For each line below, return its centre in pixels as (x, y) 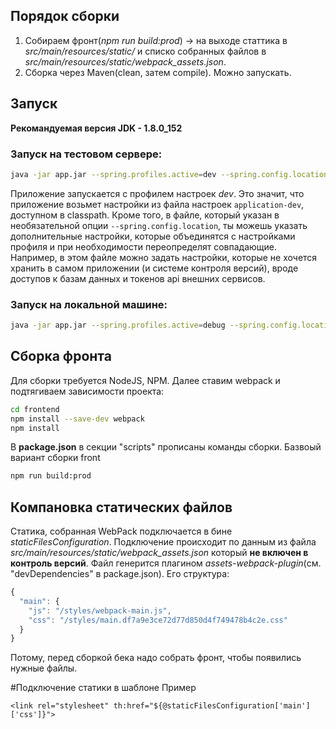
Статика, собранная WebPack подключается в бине (121, 531)
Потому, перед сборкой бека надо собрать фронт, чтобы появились (156, 658)
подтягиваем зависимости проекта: (87, 391)
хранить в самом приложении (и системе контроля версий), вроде (154, 268)
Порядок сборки (65, 16)
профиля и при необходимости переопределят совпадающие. (144, 246)
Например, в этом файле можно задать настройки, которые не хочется (164, 257)
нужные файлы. (44, 668)
